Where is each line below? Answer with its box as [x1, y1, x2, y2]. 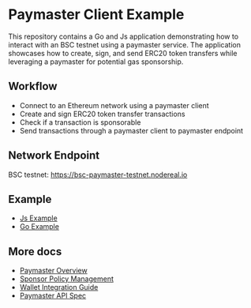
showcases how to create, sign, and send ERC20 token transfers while [8, 48, 238, 58]
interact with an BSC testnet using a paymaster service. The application [8, 39, 241, 49]
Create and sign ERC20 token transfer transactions [19, 109, 185, 118]
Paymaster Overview [19, 266, 88, 276]
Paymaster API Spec [19, 291, 87, 301]
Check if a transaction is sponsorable [19, 117, 141, 127]
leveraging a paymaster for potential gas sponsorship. [8, 57, 184, 66]
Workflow [8, 80, 58, 93]
